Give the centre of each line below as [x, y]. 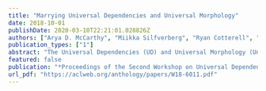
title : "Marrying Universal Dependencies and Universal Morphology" [123, 15]
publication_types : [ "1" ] [51, 45]
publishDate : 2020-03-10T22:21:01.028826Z [79, 30]
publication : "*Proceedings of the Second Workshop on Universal [118, 67]
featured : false [35, 60]
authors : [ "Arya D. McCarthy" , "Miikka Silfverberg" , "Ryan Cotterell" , [131, 38]
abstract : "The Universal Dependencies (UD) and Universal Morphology [127, 52]
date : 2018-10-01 [37, 23]
